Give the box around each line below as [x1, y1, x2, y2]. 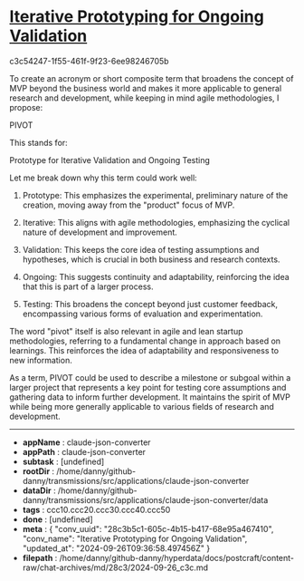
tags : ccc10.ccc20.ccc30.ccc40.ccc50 [22, 504, 171, 515]
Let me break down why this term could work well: [9, 172, 197, 183]
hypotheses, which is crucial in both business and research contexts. [22, 254, 280, 265]
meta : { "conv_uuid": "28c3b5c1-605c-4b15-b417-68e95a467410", [22, 523, 274, 534]
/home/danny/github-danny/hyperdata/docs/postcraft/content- [59, 552, 295, 563]
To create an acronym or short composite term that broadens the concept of [9, 73, 294, 83]
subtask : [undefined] [22, 456, 105, 467]
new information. [9, 354, 72, 365]
